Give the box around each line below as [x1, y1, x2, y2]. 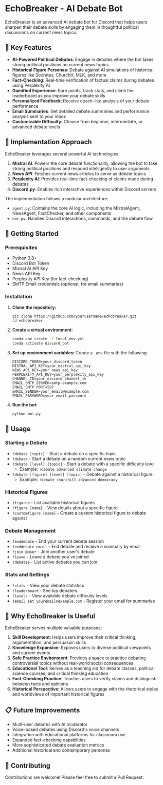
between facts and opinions [12, 681, 68, 687]
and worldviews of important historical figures [12, 691, 105, 697]
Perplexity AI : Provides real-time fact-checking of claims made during [12, 176, 153, 182]
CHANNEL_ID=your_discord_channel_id [12, 376, 87, 382]
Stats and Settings [5, 571, 50, 578]
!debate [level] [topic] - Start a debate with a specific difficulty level [12, 461, 155, 467]
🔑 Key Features [5, 43, 52, 52]
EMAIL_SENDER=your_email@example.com [12, 389, 89, 394]
